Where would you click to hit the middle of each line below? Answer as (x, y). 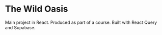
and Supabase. (20, 27)
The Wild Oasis (37, 9)
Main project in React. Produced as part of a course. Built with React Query (81, 22)
